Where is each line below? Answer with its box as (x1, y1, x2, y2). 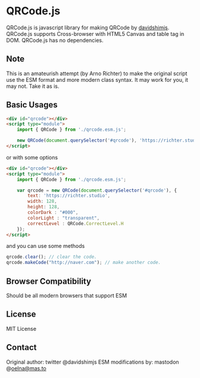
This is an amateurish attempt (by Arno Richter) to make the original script (6, 70, 187, 77)
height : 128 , (27, 204, 60, 210)
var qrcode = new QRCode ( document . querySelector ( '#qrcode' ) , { (17, 187, 177, 193)
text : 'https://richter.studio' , (27, 193, 111, 199)
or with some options (6, 153, 58, 161)
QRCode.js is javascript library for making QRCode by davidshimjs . (6, 24, 170, 31)
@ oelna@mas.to (6, 364, 46, 371)
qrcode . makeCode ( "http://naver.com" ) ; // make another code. (6, 260, 161, 266)
